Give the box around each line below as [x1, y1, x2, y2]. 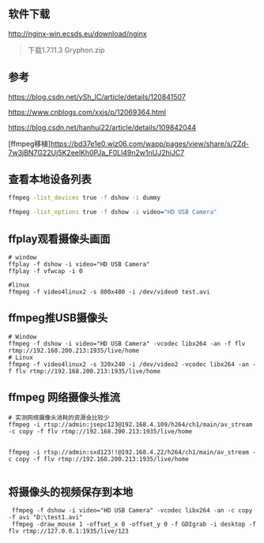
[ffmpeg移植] [8, 139, 51, 148]
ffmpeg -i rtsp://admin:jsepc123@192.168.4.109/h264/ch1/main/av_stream [8, 421, 253, 429]
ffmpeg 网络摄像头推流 [8, 391, 120, 404]
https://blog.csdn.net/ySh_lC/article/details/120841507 [8, 92, 186, 101]
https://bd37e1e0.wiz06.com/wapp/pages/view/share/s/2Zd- [50, 139, 250, 148]
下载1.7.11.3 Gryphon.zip [27, 45, 105, 54]
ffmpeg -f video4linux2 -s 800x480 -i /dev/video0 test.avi [8, 288, 211, 296]
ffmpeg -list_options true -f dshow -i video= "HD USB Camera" [8, 208, 217, 216]
